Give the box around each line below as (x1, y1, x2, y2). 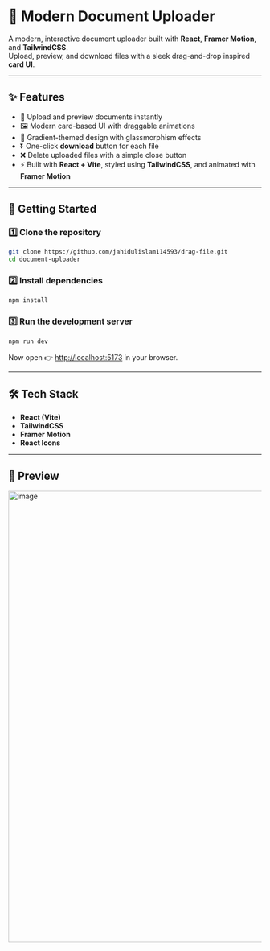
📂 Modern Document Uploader (8, 7, 215, 26)
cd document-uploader (8, 255, 81, 264)
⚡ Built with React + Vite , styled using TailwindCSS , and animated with (19, 159, 256, 169)
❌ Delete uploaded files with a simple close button (19, 150, 187, 159)
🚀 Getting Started (8, 202, 97, 216)
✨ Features (8, 90, 65, 104)
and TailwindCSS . (8, 42, 68, 52)
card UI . (8, 60, 35, 69)
